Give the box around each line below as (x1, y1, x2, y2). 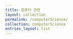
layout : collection (5, 12, 46, 17)
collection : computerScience (5, 21, 66, 27)
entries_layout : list (5, 26, 50, 31)
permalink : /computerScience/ (5, 17, 68, 22)
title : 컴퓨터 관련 (5, 7, 40, 13)
